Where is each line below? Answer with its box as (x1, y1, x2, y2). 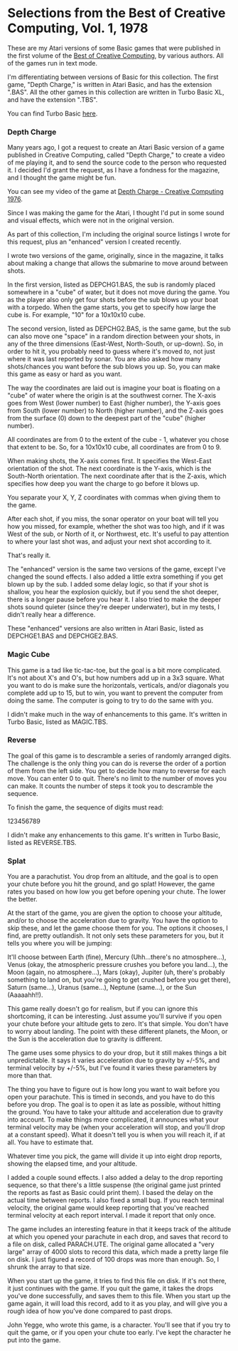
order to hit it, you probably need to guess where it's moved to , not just (7, 347, 215, 356)
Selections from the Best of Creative (7, 5, 226, 21)
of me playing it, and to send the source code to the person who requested (7, 158, 227, 167)
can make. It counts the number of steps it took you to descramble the (7, 782, 213, 790)
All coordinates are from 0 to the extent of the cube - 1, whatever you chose (7, 435, 229, 444)
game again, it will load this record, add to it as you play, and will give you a (7, 1299, 228, 1308)
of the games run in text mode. (7, 58, 98, 67)
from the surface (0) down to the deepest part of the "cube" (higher (7, 414, 206, 423)
